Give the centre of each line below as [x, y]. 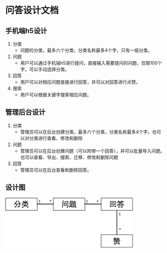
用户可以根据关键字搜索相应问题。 [56, 95]
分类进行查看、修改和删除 [56, 138]
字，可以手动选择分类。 [45, 69]
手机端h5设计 [26, 31]
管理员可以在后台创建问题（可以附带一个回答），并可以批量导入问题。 [92, 151]
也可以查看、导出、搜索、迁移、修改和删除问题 [69, 157]
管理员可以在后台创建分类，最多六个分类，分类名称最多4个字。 [86, 132]
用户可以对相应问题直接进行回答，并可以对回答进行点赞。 [80, 82]
